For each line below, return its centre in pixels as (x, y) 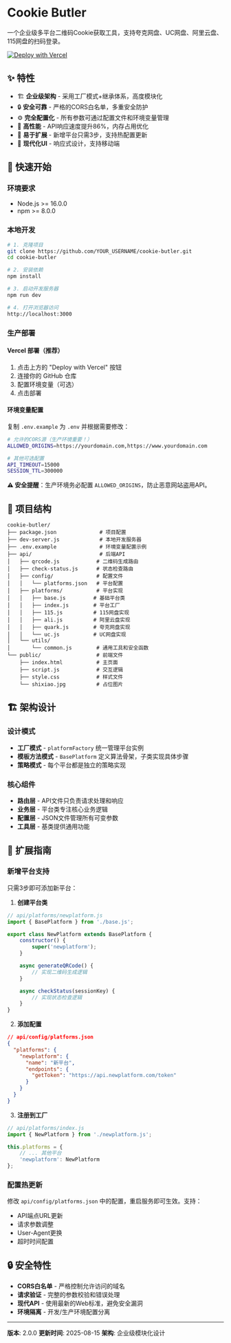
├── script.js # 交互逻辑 (71, 670)
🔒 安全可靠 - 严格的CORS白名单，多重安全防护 (82, 107)
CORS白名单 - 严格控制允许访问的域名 (71, 1286)
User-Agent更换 (40, 1233)
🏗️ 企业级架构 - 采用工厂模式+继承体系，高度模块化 (90, 96)
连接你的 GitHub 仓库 (47, 375)
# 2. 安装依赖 (25, 270)
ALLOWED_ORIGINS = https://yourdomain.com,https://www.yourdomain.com (107, 446)
